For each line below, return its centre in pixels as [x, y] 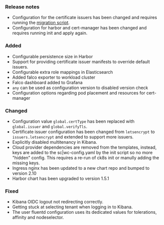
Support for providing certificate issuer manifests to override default [81, 62]
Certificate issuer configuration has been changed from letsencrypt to [83, 132]
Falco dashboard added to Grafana [47, 82]
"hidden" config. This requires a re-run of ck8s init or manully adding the [85, 157]
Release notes [22, 7]
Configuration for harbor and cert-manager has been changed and [79, 28]
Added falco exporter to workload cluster [54, 77]
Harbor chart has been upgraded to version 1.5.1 [60, 178]
